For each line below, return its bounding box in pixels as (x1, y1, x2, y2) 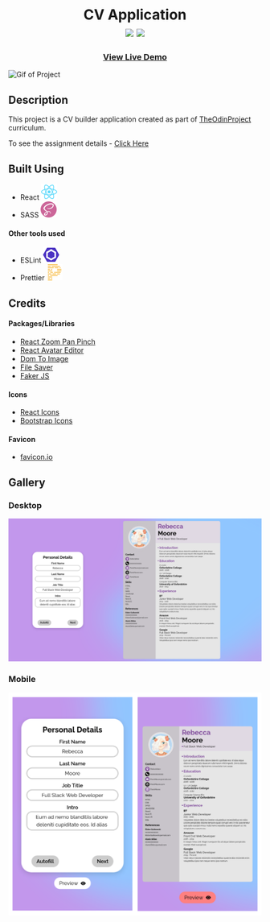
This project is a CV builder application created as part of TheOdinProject (8, 114, 252, 124)
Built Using (8, 162, 64, 176)
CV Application (83, 6, 187, 24)
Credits (8, 296, 47, 310)
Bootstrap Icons (19, 416, 73, 426)
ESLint (19, 255, 42, 265)
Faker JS (19, 370, 50, 380)
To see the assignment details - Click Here (8, 139, 149, 148)
